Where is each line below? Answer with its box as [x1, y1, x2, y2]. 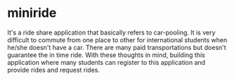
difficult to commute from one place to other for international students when [7, 35, 228, 44]
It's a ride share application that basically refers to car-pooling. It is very [7, 28, 216, 37]
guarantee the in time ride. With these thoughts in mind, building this [7, 51, 205, 59]
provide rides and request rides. [7, 66, 100, 74]
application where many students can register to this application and [7, 58, 206, 66]
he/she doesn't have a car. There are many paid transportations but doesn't [7, 43, 226, 51]
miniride [7, 5, 57, 21]
